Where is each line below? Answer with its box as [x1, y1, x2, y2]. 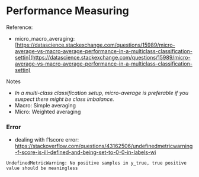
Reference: [6, 24, 33, 31]
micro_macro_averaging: [14, 35, 75, 42]
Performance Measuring [6, 4, 129, 18]
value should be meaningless [6, 165, 78, 172]
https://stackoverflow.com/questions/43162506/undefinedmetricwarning [14, 143, 193, 150]
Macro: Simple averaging [14, 101, 76, 109]
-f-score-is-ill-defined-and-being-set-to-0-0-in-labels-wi [14, 149, 156, 156]
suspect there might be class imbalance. [14, 96, 114, 103]
